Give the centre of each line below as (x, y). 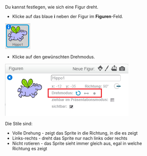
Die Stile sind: (19, 124)
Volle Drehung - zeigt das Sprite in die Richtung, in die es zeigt (75, 133)
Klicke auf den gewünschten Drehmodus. (54, 57)
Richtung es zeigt (29, 148)
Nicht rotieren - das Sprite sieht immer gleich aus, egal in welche (77, 143)
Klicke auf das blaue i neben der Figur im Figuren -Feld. (67, 16)
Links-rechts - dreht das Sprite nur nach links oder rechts (70, 138)
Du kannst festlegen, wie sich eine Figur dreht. (52, 7)
